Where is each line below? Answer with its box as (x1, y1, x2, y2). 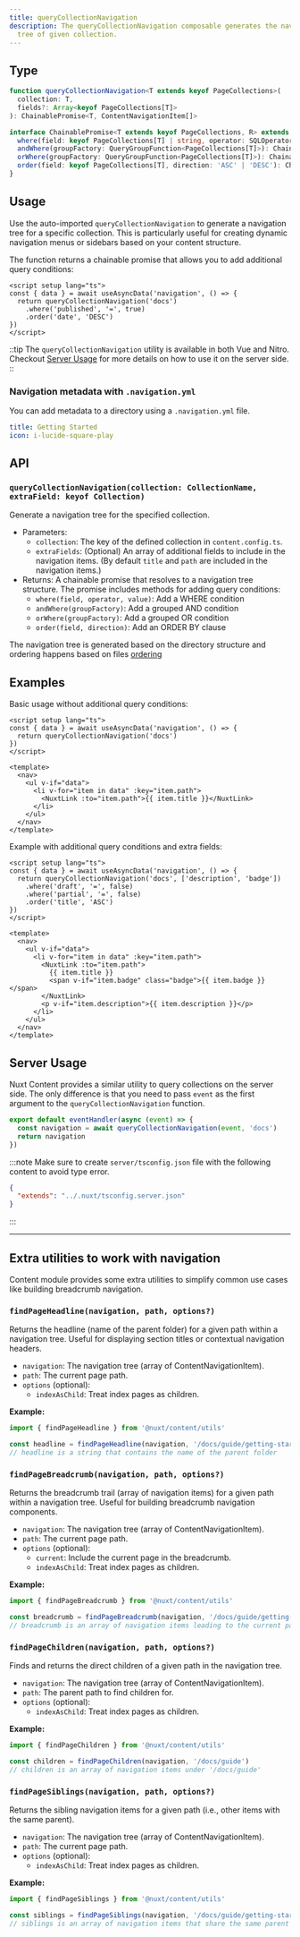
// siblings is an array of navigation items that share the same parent (9, 1919, 290, 1928)
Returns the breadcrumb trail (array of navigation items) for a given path (9, 1488, 275, 1498)
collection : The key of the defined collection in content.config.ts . (35, 536, 283, 547)
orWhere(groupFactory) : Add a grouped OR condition (35, 612, 229, 623)
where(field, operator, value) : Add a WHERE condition (35, 593, 245, 604)
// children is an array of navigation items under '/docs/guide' (9, 1765, 262, 1774)
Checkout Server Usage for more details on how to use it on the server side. (9, 353, 289, 363)
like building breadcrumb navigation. (9, 1284, 144, 1294)
